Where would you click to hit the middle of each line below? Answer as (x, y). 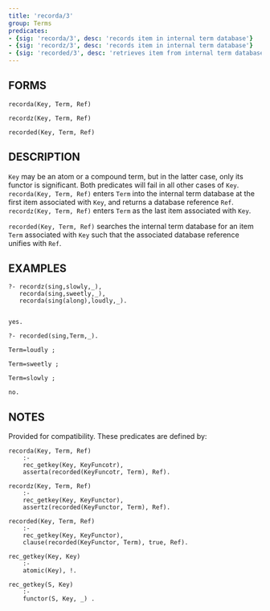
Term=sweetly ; (34, 364)
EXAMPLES (37, 269)
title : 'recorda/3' (41, 16)
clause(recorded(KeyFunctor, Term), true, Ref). (106, 543)
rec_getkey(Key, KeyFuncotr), (74, 465)
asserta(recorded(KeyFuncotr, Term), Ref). (97, 472)
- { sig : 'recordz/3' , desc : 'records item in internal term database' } (131, 46)
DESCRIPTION (44, 157)
